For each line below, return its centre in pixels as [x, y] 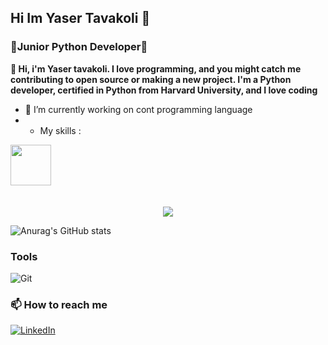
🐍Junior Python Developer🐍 [79, 47]
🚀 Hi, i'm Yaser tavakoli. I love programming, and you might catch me [156, 68]
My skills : [60, 130]
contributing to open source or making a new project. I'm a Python [151, 79]
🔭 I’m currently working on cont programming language [138, 109]
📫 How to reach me [59, 304]
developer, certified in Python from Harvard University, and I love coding [164, 90]
